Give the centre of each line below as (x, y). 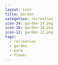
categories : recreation (29, 19)
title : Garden (19, 14)
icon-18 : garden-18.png (29, 28)
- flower (18, 55)
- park (16, 50)
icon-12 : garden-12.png (29, 32)
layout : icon (18, 10)
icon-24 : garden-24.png (29, 23)
